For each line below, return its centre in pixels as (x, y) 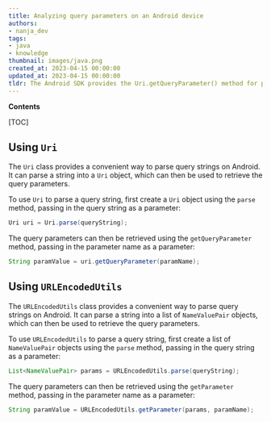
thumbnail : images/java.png (56, 61)
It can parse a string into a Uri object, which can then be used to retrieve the (135, 175)
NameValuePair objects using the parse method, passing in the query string (132, 347)
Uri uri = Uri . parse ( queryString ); (68, 223)
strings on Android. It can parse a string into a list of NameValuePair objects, (133, 315)
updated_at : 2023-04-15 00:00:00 (65, 76)
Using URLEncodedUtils (65, 287)
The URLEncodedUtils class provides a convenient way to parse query (123, 306)
